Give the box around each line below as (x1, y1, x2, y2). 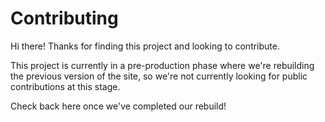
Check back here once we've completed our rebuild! (10, 100, 227, 112)
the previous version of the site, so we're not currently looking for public (10, 70, 308, 82)
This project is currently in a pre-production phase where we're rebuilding (10, 59, 315, 71)
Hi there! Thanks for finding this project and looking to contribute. (10, 40, 280, 52)
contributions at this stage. (10, 80, 121, 92)
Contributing (10, 7, 119, 30)
